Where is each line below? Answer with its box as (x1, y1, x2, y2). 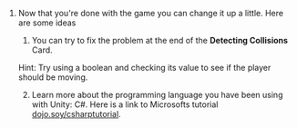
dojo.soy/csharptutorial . (31, 109, 121, 119)
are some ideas (17, 17, 77, 28)
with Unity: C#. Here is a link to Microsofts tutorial (31, 99, 219, 110)
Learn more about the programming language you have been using (31, 90, 283, 100)
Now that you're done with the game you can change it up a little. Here (17, 8, 284, 18)
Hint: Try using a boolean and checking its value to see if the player (17, 63, 271, 73)
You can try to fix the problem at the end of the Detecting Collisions (31, 35, 289, 45)
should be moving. (17, 72, 88, 83)
